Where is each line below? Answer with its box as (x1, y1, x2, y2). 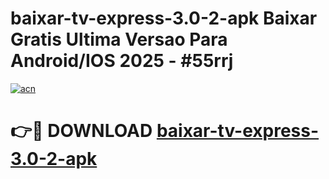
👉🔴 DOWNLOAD (10, 120, 153, 142)
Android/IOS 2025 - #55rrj (10, 50, 234, 72)
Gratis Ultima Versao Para (10, 28, 228, 51)
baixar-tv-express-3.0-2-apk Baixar (10, 7, 318, 30)
